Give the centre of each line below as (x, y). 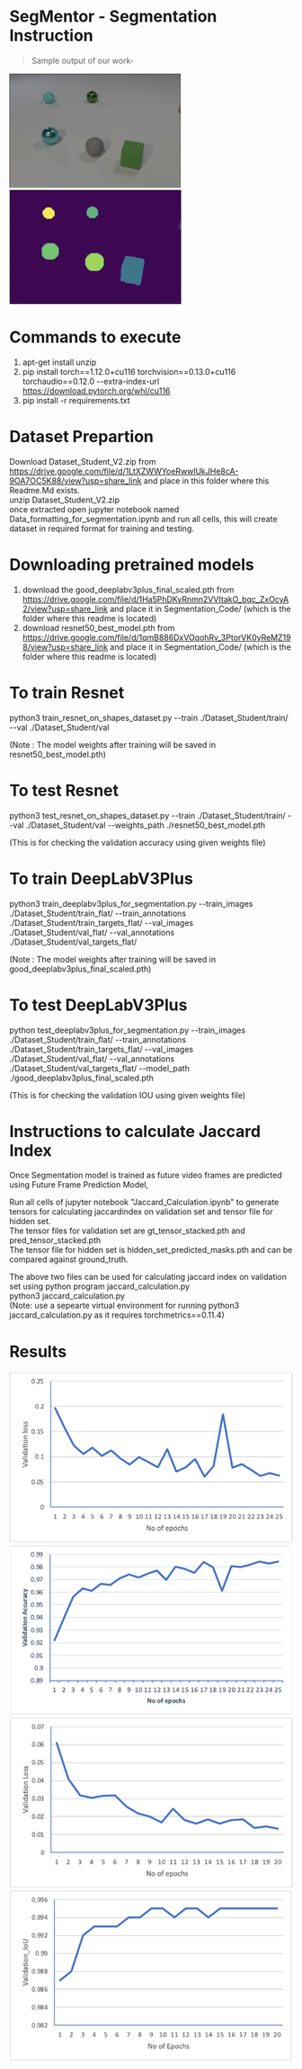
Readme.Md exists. (45, 490)
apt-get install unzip (59, 362)
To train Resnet (67, 693)
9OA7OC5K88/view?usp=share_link (75, 480)
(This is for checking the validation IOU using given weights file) (128, 1095)
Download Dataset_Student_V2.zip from (83, 461)
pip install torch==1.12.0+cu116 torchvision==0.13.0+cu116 (129, 371)
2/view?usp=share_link (65, 608)
